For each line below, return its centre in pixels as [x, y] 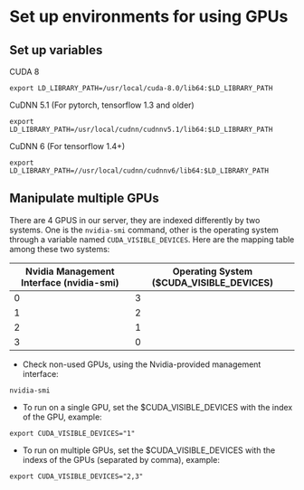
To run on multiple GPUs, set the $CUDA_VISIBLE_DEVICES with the [149, 450]
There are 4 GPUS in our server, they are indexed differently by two [135, 220]
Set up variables [56, 50]
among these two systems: [60, 249]
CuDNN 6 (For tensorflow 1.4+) [67, 146]
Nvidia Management [70, 271]
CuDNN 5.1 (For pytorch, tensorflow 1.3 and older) [102, 105]
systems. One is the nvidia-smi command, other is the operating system [144, 230]
